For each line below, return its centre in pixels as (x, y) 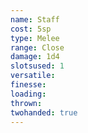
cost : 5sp (31, 29)
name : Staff (35, 19)
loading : (28, 94)
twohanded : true (44, 112)
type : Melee (35, 38)
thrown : (26, 103)
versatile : (33, 76)
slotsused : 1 (37, 66)
